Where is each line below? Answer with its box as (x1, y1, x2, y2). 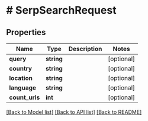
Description (68, 45, 102, 53)
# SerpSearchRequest (6, 4, 117, 17)
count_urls (9, 93, 40, 101)
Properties (6, 27, 46, 37)
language (9, 84, 37, 92)
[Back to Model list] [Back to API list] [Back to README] (6, 109, 142, 116)
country (9, 65, 33, 72)
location (9, 74, 33, 82)
